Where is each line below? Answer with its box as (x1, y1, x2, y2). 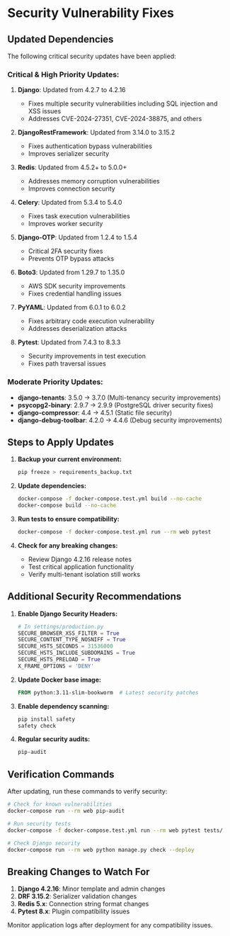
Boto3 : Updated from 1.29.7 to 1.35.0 (17, 268, 125, 277)
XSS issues (28, 107, 62, 115)
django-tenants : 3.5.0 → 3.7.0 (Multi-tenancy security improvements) (17, 393, 222, 402)
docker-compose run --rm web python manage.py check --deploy (7, 846, 195, 853)
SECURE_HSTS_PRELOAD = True (17, 656, 100, 663)
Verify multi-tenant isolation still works (28, 570, 140, 578)
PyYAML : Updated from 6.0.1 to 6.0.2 (17, 303, 126, 312)
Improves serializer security (28, 150, 110, 158)
